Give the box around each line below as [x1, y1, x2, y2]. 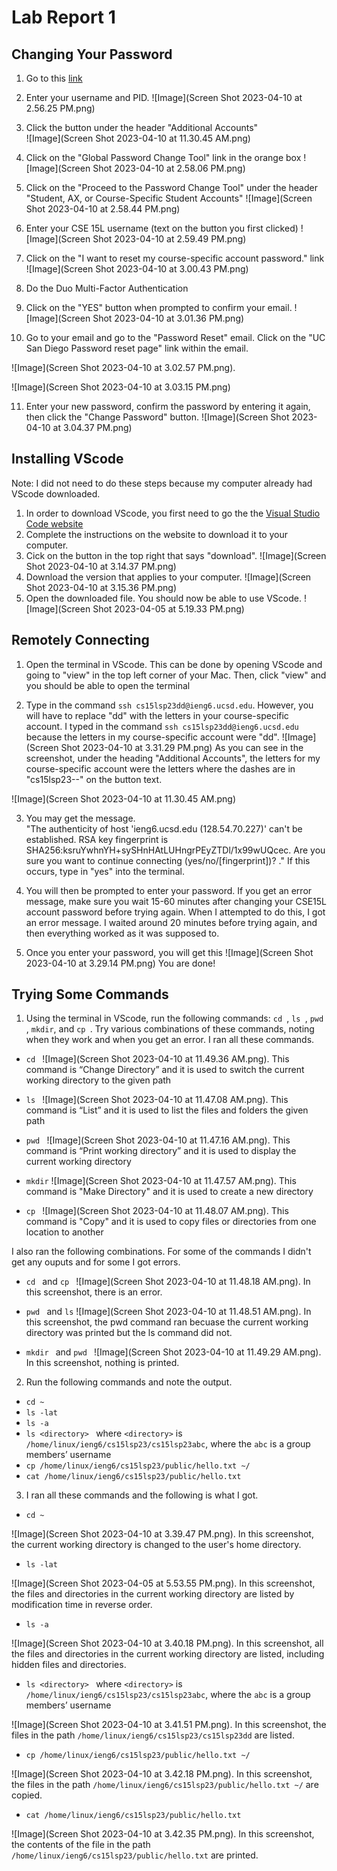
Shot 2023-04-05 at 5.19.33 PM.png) [92, 602, 245, 615]
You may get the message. [25, 812, 136, 824]
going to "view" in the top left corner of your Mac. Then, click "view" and [25, 669, 327, 681]
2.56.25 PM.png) [25, 102, 96, 114]
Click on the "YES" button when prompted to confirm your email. [25, 302, 293, 313]
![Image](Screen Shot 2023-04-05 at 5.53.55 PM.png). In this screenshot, [11, 1577, 316, 1590]
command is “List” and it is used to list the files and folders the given [25, 1104, 309, 1116]
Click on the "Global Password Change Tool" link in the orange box [25, 152, 302, 163]
